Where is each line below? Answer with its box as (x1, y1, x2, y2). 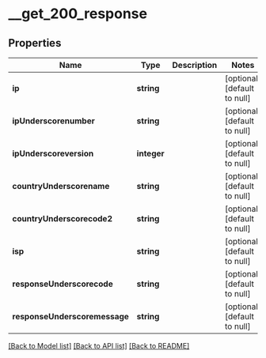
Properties (8, 36, 62, 50)
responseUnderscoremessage (12, 311, 129, 322)
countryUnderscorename (12, 181, 110, 191)
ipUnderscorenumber (12, 115, 95, 126)
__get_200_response (8, 5, 148, 23)
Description (172, 60, 218, 70)
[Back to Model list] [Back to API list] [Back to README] (8, 341, 190, 350)
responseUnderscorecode (12, 278, 113, 289)
